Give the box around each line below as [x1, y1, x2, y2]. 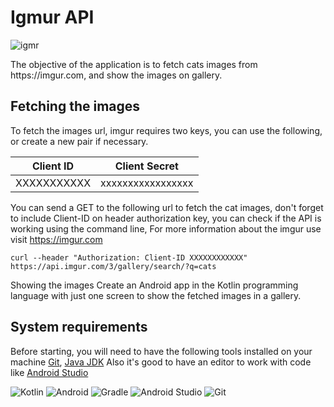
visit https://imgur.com [10, 233, 103, 245]
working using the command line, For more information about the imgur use [10, 222, 322, 235]
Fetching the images [10, 98, 141, 115]
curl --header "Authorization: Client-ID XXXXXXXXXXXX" [10, 252, 248, 263]
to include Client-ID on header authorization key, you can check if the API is [10, 212, 322, 224]
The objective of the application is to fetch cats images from [10, 58, 258, 70]
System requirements [10, 319, 148, 336]
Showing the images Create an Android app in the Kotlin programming [10, 279, 299, 291]
